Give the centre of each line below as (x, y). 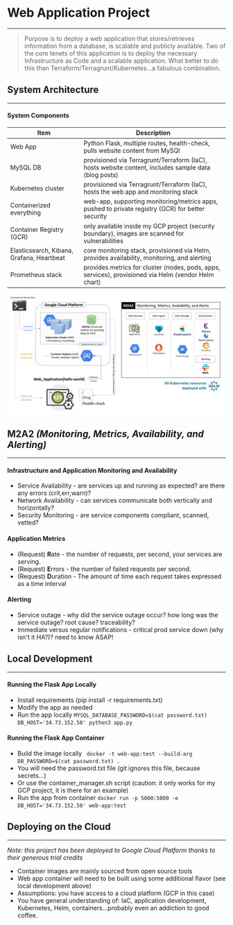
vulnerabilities (103, 240)
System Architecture (53, 90)
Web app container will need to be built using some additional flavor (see (121, 878)
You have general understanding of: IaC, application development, (112, 900)
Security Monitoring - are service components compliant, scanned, (113, 515)
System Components (38, 115)
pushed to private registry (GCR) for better (144, 209)
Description (154, 133)
